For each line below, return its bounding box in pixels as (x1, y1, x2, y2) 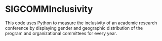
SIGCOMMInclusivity (5, 3, 93, 15)
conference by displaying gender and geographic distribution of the (5, 25, 143, 31)
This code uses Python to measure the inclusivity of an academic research (5, 20, 157, 26)
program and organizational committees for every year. (5, 30, 118, 36)
